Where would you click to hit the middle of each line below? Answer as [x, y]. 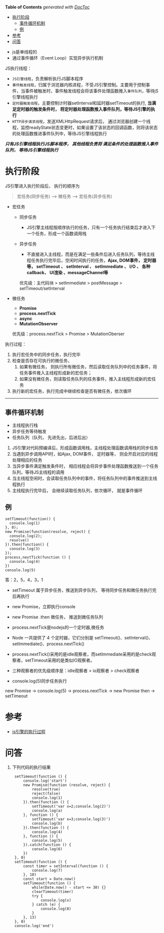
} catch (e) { [46, 905]
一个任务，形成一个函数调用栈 [56, 233]
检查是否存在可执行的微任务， [42, 360]
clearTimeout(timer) [53, 892]
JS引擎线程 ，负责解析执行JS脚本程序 [48, 79]
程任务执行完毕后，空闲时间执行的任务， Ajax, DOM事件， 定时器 [91, 260]
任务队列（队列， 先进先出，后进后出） [51, 437]
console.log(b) [47, 824]
